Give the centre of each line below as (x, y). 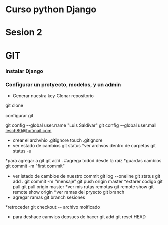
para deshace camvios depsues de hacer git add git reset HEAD (79, 217)
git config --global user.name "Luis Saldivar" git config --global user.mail (81, 125)
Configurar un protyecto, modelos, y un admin (63, 85)
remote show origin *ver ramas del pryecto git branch (68, 192)
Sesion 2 (24, 33)
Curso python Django (51, 9)
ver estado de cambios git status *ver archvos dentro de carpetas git (84, 145)
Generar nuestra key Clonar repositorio (53, 96)
